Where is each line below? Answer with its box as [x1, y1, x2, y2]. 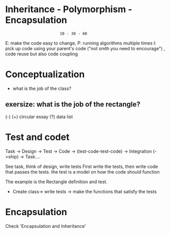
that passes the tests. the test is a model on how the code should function [5, 169, 160, 175]
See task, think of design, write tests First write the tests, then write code [5, 163, 158, 170]
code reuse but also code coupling [5, 51, 78, 57]
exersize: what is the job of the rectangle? [5, 100, 141, 109]
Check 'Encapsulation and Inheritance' [5, 223, 86, 229]
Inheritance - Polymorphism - [5, 4, 132, 15]
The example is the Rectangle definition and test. [5, 179, 108, 185]
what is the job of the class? [12, 85, 72, 91]
